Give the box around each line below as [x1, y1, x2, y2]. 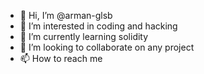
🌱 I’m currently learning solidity [19, 31, 149, 42]
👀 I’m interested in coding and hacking [19, 20, 178, 32]
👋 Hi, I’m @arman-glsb [19, 10, 113, 21]
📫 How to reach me [19, 53, 103, 64]
